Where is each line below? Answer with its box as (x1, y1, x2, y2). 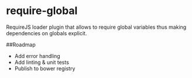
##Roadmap (6, 41, 36, 48)
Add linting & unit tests (14, 59, 69, 66)
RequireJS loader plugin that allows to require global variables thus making (6, 23, 187, 30)
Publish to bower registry (14, 65, 76, 72)
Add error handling (14, 52, 60, 59)
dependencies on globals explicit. (6, 29, 87, 36)
